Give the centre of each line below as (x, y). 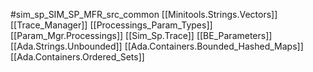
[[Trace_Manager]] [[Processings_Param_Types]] (111, 25)
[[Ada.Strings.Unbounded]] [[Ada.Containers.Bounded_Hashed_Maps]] (157, 46)
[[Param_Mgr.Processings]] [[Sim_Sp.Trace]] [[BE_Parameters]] (141, 35)
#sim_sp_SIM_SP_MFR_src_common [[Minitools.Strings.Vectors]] (144, 14)
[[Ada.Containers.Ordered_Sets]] (77, 57)
